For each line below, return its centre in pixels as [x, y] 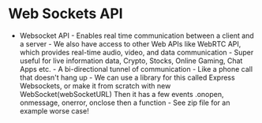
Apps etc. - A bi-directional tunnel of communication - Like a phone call [136, 69]
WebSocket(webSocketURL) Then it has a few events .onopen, [122, 94]
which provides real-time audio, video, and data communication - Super [137, 52]
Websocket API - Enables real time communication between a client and [137, 35]
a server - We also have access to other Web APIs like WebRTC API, [130, 43]
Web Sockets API [66, 14]
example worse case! [54, 110]
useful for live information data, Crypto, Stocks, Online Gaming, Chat [131, 61]
